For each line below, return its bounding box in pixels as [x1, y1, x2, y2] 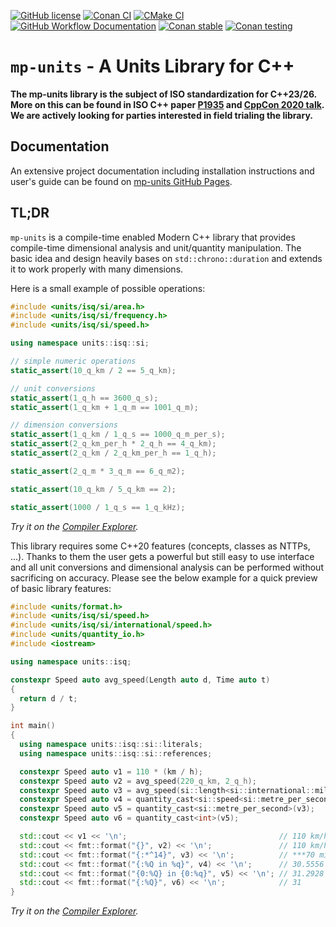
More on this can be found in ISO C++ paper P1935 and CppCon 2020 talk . [10, 98, 325, 110]
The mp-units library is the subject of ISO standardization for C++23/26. [10, 88, 317, 100]
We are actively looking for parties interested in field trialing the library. [10, 109, 313, 121]
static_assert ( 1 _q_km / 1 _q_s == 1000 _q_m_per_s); [10, 430, 226, 440]
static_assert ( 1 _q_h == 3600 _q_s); [10, 393, 159, 403]
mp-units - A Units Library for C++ [10, 55, 295, 78]
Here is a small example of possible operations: [10, 282, 206, 294]
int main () [10, 721, 56, 731]
